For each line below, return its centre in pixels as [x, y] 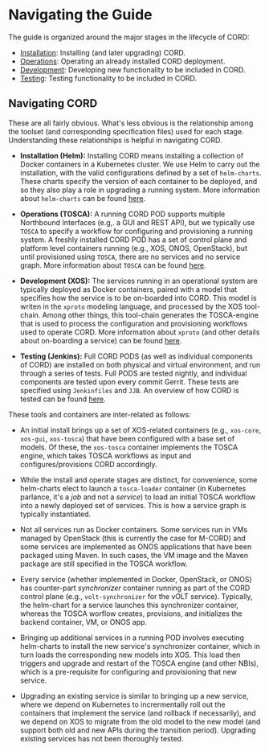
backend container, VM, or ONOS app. [83, 622]
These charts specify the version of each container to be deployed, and [139, 181]
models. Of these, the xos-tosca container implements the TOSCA [129, 447]
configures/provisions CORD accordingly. [89, 464]
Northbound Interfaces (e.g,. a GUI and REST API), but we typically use [137, 222]
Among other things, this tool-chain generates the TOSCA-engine [151, 314]
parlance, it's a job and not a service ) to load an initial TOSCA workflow [138, 497]
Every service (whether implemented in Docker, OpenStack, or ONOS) [136, 579]
